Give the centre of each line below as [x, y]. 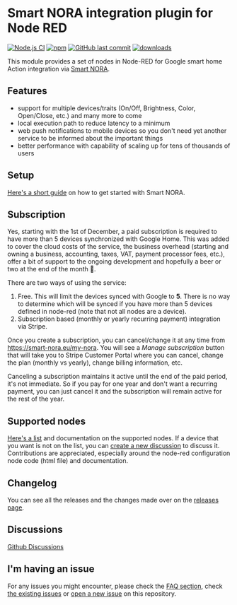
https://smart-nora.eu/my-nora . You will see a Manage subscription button [116, 348]
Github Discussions [35, 546]
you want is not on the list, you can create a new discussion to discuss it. [114, 446]
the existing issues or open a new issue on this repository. [92, 593]
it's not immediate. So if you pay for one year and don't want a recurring [112, 384]
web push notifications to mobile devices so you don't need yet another [122, 130]
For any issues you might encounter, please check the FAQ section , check [115, 586]
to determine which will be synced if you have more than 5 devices [115, 304]
